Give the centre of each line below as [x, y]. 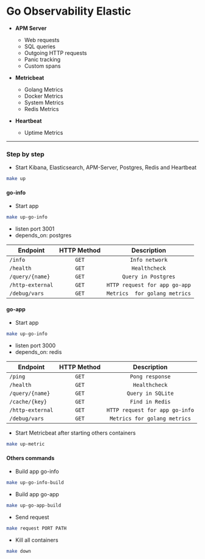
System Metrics [44, 103]
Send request [32, 518]
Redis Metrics [41, 109]
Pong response [150, 377]
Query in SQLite [150, 394]
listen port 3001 [35, 229]
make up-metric [26, 444]
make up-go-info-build [35, 483]
